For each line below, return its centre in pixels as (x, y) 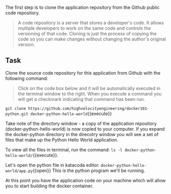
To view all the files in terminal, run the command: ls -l (64, 149)
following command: (27, 78)
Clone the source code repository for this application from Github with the (83, 73)
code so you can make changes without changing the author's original (92, 39)
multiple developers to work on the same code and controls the (84, 28)
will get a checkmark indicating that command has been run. (81, 99)
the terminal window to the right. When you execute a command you (90, 94)
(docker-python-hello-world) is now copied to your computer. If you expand (85, 129)
